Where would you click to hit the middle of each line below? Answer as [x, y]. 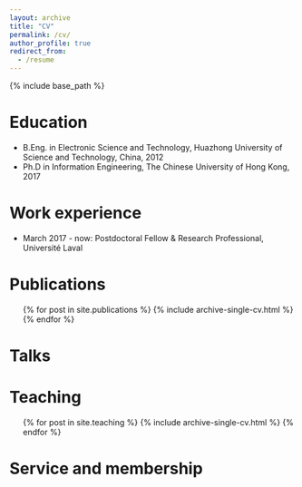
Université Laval [53, 248]
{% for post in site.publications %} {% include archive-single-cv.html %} [158, 309]
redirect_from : [38, 52]
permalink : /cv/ [40, 34]
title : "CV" [32, 26]
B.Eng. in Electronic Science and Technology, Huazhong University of [152, 147]
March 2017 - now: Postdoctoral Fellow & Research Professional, [143, 238]
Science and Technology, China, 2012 [93, 157]
